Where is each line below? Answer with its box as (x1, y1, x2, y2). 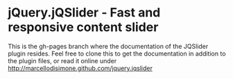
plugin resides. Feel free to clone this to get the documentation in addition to (8, 49, 226, 58)
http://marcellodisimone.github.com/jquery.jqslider (8, 64, 153, 72)
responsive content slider (8, 19, 159, 35)
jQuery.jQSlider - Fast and (8, 5, 161, 21)
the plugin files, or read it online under (8, 56, 117, 65)
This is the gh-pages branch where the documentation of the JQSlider (8, 42, 209, 50)
